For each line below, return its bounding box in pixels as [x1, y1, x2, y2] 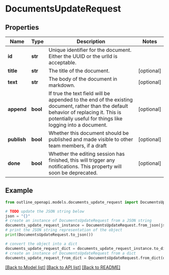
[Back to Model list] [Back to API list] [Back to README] [5, 264, 121, 270]
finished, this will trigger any [48, 157, 115, 164]
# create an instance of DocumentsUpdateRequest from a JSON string [5, 218, 152, 223]
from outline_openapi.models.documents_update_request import [5, 199, 138, 204]
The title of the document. [48, 67, 110, 74]
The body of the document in [48, 76, 117, 82]
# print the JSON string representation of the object [5, 228, 123, 233]
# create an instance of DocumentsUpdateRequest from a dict [5, 250, 136, 256]
